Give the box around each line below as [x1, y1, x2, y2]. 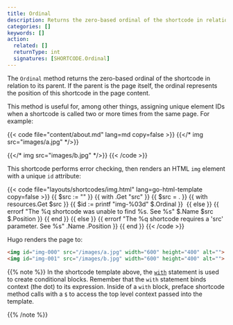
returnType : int [13, 49, 60, 56]
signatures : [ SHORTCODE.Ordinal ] [13, 55, 110, 62]
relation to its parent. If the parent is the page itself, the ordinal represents [7, 81, 218, 90]
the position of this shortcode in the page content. [7, 89, 150, 97]
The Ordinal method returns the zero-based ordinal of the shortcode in [7, 74, 211, 82]
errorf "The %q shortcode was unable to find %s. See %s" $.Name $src [7, 207, 214, 215]
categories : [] [7, 23, 51, 30]
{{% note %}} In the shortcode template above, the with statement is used [7, 268, 220, 276]
